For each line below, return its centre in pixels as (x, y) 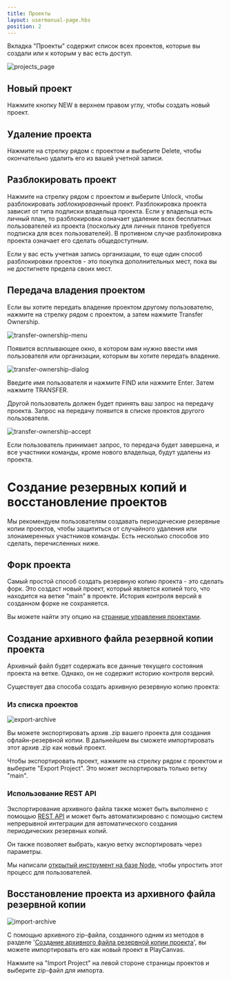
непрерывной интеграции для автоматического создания (92, 823)
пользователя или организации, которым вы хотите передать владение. (114, 356)
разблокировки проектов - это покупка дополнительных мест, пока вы (112, 261)
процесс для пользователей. (50, 872)
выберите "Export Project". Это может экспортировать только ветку (107, 768)
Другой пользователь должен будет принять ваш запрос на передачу (110, 403)
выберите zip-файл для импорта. (56, 970)
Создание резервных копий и (97, 487)
